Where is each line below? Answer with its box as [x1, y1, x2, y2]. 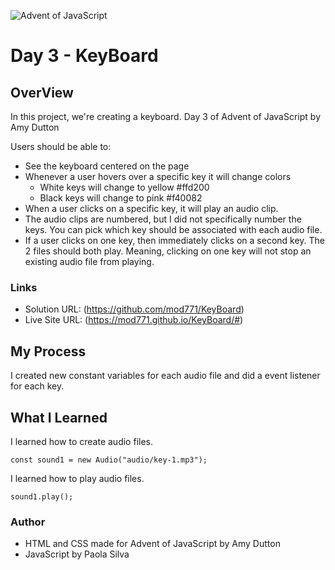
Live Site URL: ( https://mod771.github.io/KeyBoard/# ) [24, 314, 244, 326]
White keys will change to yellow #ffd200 [39, 181, 210, 193]
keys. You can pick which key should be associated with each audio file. [24, 224, 323, 235]
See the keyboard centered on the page [24, 160, 190, 172]
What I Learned [10, 409, 108, 426]
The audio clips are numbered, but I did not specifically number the [24, 213, 302, 225]
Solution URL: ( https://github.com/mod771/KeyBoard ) [24, 303, 245, 315]
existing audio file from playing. [24, 256, 155, 267]
